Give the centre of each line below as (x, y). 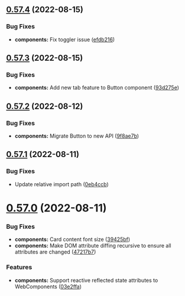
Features (19, 267)
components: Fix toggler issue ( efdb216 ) (65, 39)
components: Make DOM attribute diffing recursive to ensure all (93, 246)
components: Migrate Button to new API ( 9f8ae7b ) (77, 136)
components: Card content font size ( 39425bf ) (72, 239)
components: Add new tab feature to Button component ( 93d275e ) (97, 87)
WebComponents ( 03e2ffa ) (48, 287)
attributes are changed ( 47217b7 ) (55, 252)
